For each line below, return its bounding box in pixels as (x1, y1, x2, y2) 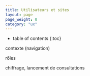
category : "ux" (5, 21, 38, 27)
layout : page (5, 12, 33, 17)
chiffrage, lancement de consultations (5, 65, 85, 71)
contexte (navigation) (5, 45, 50, 51)
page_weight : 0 (5, 17, 38, 22)
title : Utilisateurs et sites (5, 7, 70, 13)
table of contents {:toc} (12, 35, 62, 42)
